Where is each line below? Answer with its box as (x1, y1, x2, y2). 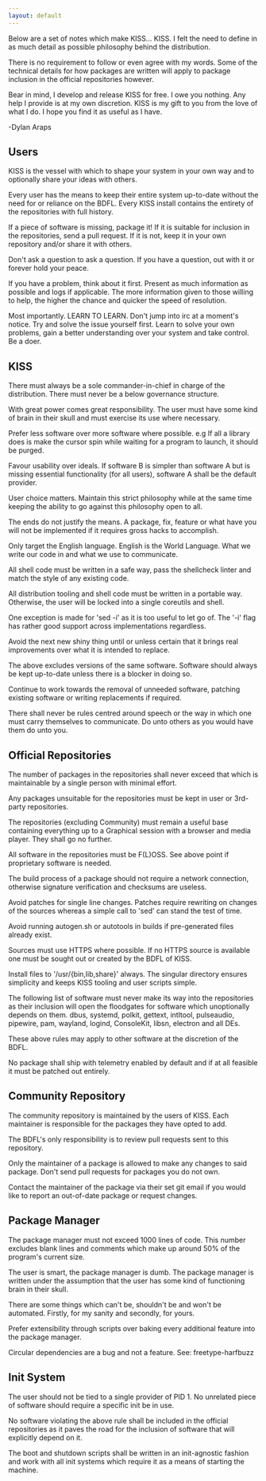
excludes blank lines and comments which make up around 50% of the (8, 1244, 241, 1253)
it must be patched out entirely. (8, 1067, 110, 1076)
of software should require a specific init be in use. (8, 1400, 175, 1410)
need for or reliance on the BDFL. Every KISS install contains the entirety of (8, 198, 254, 208)
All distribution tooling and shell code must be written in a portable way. (8, 589, 243, 598)
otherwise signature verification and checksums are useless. (8, 882, 207, 892)
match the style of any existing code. (8, 574, 129, 583)
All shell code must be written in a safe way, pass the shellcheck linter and (8, 565, 252, 574)
